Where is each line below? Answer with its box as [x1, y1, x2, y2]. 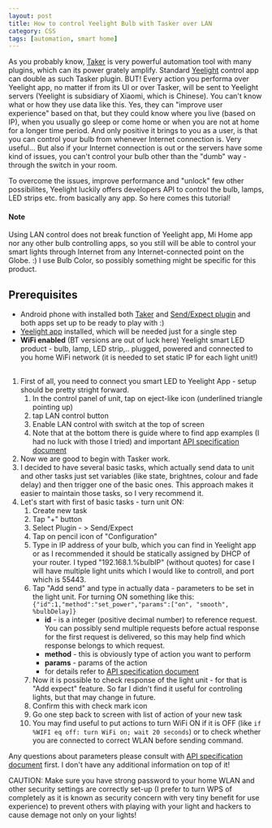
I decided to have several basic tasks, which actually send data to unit [19, 462, 255, 472]
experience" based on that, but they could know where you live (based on [8, 109, 256, 119]
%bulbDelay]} [32, 607, 77, 615]
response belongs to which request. [44, 640, 165, 650]
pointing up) [32, 402, 73, 412]
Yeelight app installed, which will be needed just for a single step [19, 326, 237, 337]
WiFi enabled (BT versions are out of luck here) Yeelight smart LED [19, 335, 245, 345]
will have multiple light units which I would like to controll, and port [32, 566, 254, 576]
